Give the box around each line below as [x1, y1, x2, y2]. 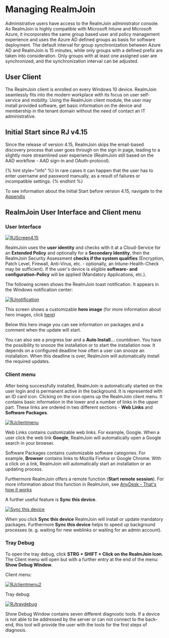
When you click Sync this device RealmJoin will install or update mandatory [5, 516, 163, 522]
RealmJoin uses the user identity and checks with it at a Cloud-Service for [5, 244, 161, 251]
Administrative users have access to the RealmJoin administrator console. [5, 20, 159, 26]
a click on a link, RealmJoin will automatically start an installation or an [5, 460, 151, 467]
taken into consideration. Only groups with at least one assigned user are [5, 52, 157, 59]
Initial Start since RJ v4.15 [5, 128, 88, 136]
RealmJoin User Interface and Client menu [5, 208, 141, 217]
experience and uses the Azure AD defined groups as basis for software [5, 37, 155, 43]
